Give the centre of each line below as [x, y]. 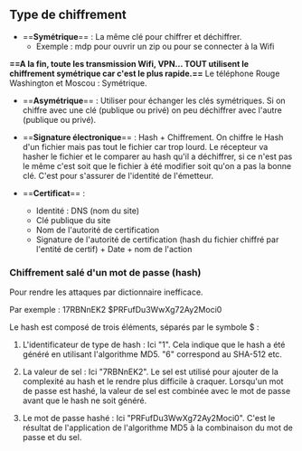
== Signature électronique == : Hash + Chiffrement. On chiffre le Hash [153, 137]
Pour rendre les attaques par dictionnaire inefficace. [106, 292]
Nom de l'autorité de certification [98, 230]
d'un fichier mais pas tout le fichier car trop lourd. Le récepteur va [145, 146]
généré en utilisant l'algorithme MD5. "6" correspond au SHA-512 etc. [152, 354]
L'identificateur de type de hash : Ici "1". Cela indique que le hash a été [154, 345]
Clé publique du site [73, 220]
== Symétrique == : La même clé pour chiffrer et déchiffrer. [132, 36]
